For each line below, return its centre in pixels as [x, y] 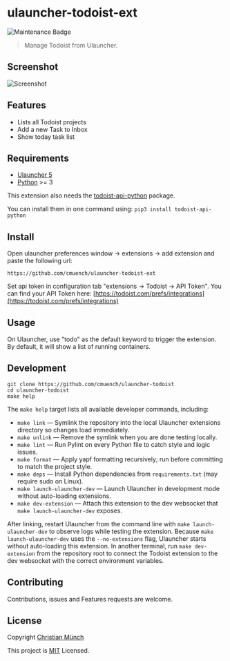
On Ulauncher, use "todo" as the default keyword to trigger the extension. [112, 339]
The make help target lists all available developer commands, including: [108, 409]
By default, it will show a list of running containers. [79, 346]
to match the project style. [55, 466]
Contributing [35, 583]
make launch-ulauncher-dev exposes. [70, 510]
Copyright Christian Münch [46, 638]
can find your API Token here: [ [51, 294]
